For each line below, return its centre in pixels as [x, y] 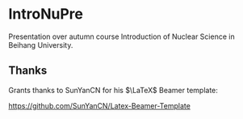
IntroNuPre [46, 14]
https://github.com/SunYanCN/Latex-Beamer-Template [100, 105]
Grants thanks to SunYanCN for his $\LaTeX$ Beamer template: [113, 90]
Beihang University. [41, 45]
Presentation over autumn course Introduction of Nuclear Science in [122, 36]
